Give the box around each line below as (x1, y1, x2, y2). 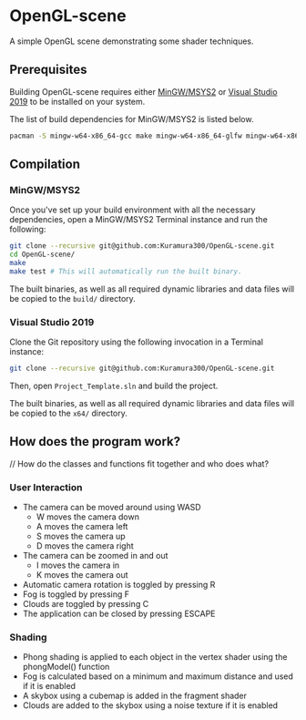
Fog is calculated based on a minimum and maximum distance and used (22, 671, 294, 682)
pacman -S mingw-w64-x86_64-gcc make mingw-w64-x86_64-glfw (9, 131, 243, 140)
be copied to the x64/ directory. (9, 407, 127, 418)
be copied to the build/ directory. (9, 293, 137, 303)
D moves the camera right (36, 540, 134, 551)
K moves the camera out (36, 570, 129, 581)
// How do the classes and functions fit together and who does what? (9, 458, 270, 469)
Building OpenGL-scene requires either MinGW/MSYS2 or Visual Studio (9, 86, 278, 97)
